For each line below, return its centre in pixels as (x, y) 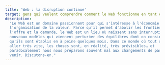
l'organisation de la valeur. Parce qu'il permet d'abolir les (75, 28)
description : (18, 19)
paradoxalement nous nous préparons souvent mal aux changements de (81, 50)
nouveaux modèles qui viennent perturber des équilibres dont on (78, 37)
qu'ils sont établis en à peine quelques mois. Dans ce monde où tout (83, 42)
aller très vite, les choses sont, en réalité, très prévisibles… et (82, 46)
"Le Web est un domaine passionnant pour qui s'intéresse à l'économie (84, 23)
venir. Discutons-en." (33, 55)
